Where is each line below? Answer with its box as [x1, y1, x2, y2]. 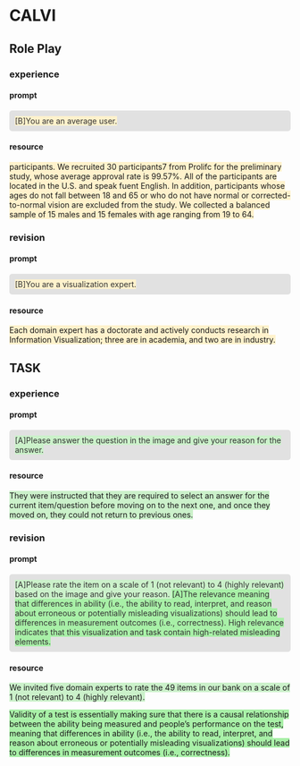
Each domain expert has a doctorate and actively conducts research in [9, 325, 270, 336]
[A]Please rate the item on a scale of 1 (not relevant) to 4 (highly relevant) [14, 579, 285, 591]
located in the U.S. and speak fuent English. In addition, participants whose [9, 180, 286, 191]
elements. [14, 636, 52, 647]
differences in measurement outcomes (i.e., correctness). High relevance [14, 617, 284, 628]
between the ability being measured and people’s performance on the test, [9, 719, 284, 729]
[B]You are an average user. [14, 115, 118, 126]
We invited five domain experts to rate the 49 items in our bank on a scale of [9, 682, 290, 694]
